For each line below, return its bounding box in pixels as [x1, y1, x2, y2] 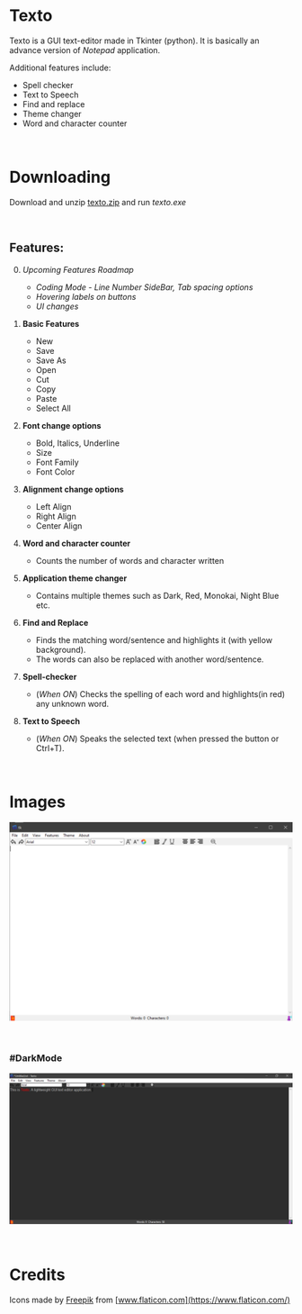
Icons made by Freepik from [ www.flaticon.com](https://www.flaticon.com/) [9, 1294, 290, 1305]
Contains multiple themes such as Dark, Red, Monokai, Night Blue [35, 590, 280, 601]
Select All [35, 403, 72, 413]
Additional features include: [9, 62, 111, 73]
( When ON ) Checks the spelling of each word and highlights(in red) [35, 688, 286, 699]
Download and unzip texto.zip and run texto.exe [9, 196, 187, 207]
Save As [35, 355, 67, 366]
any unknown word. [35, 698, 110, 709]
